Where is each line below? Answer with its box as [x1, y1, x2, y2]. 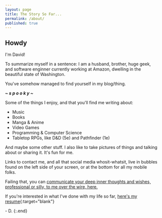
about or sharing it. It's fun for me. [5, 149, 74, 156]
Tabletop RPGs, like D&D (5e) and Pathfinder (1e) [12, 135, 110, 141]
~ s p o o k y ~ [5, 91, 34, 96]
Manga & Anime [12, 120, 44, 126]
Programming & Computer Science [12, 130, 82, 136]
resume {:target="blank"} [5, 199, 55, 204]
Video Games [12, 125, 40, 130]
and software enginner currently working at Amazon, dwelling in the [5, 66, 141, 72]
